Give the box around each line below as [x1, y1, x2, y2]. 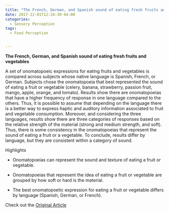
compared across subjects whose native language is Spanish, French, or [5, 74, 156, 79]
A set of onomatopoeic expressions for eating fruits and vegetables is [5, 68, 150, 74]
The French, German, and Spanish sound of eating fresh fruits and [5, 53, 147, 59]
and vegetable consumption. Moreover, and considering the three [5, 111, 141, 117]
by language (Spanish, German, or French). [12, 192, 102, 198]
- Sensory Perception [10, 21, 55, 27]
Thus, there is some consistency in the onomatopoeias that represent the [5, 127, 157, 133]
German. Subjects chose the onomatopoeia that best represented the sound [5, 79, 163, 85]
